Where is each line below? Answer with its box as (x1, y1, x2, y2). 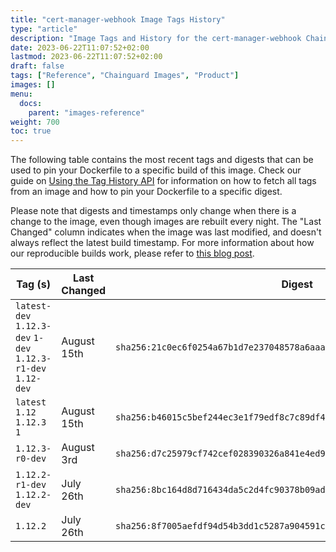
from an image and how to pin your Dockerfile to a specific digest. (10, 186, 283, 198)
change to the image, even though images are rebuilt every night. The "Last (10, 216, 322, 228)
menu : (10, 89, 33, 99)
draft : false (10, 61, 65, 71)
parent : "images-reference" (28, 107, 145, 118)
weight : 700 (10, 117, 60, 127)
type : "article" (10, 24, 78, 34)
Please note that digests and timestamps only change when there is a (10, 205, 297, 217)
